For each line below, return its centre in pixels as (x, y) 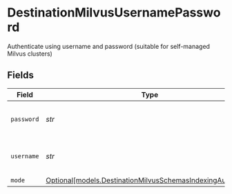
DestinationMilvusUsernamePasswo (114, 13)
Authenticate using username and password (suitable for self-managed (109, 46)
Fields (21, 75)
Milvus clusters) (30, 54)
